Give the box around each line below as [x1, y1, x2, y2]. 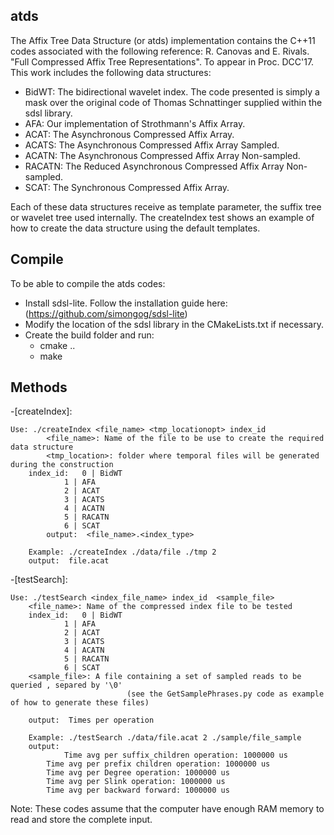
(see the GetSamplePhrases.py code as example [126, 689, 325, 699]
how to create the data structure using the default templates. [10, 222, 261, 234]
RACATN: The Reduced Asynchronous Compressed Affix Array [24, 160, 285, 172]
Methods [10, 379, 68, 396]
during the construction [10, 460, 114, 470]
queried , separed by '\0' [10, 680, 123, 691]
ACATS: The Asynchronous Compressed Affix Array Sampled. [24, 139, 280, 151]
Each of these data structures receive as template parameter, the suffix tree [10, 200, 322, 213]
